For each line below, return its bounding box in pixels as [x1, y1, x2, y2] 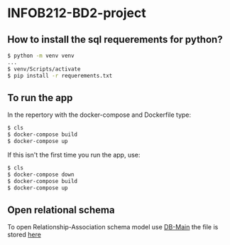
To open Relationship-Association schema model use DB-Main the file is [7, 223, 219, 231]
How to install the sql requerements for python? [7, 33, 223, 46]
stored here [7, 230, 41, 239]
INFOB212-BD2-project [7, 5, 147, 21]
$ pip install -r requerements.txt [7, 72, 113, 79]
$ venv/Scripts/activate [7, 66, 81, 73]
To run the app [7, 91, 73, 104]
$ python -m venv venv [7, 52, 75, 59]
